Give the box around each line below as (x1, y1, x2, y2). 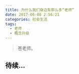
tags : (5, 21, 17, 27)
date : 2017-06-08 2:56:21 (5, 12, 59, 17)
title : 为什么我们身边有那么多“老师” (5, 7, 74, 13)
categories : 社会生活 (5, 17, 48, 22)
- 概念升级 (10, 31, 30, 36)
